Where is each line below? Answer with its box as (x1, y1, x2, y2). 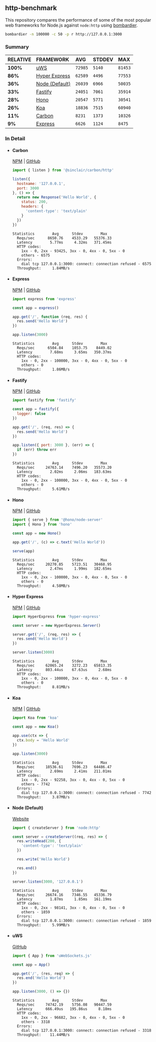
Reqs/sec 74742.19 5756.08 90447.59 (17, 1002, 112, 1008)
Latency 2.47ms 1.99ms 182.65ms (17, 566, 112, 571)
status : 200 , (21, 199, 48, 205)
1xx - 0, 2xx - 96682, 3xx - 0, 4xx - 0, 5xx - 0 (21, 1015, 125, 1020)
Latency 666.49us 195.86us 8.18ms (17, 1007, 112, 1011)
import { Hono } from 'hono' (12, 522, 72, 527)
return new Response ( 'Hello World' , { (17, 195, 96, 200)
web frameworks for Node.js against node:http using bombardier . (5, 22, 138, 28)
